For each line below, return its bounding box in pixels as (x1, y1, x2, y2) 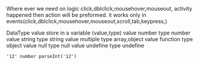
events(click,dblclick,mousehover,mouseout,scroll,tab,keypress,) (6, 18, 168, 24)
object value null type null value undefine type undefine (6, 42, 145, 49)
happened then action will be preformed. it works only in (6, 11, 147, 18)
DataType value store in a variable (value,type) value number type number (6, 29, 191, 36)
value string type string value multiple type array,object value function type (6, 36, 193, 42)
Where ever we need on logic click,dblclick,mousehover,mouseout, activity (6, 5, 193, 12)
